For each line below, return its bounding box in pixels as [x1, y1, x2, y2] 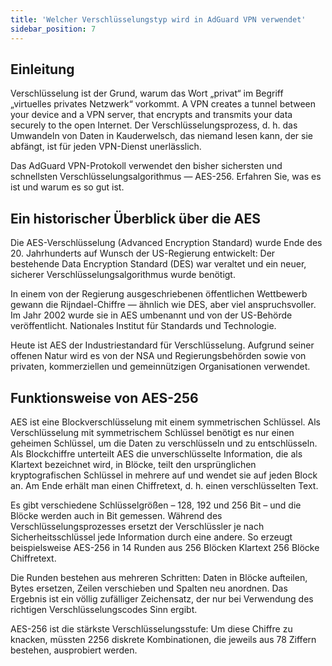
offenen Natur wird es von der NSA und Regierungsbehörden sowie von [10, 350, 307, 362]
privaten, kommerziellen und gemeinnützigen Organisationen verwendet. [10, 361, 311, 373]
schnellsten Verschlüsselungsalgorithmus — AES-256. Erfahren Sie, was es [10, 171, 322, 183]
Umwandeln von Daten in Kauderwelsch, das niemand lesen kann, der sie [10, 130, 313, 142]
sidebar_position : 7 [10, 24, 97, 34]
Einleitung [10, 61, 75, 78]
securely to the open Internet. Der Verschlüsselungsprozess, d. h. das [10, 119, 298, 131]
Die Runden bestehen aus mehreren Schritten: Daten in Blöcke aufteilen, [10, 571, 308, 583]
